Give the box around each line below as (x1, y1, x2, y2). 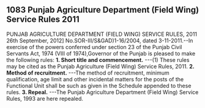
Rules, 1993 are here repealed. (6, 95, 84, 102)
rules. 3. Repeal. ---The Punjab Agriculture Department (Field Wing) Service (6, 88, 199, 96)
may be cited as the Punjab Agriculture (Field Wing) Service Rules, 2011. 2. (6, 62, 195, 70)
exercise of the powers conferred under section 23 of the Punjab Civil (6, 43, 182, 50)
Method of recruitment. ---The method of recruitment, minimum (6, 69, 170, 76)
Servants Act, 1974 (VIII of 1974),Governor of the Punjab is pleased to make (6, 50, 196, 57)
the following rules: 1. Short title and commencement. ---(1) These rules (6, 56, 190, 63)
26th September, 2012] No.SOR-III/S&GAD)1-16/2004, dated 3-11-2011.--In (6, 36, 193, 44)
